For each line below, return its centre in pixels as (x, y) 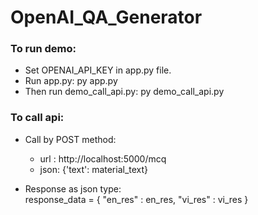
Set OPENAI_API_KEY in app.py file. (98, 70)
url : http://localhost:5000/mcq (103, 158)
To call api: (37, 118)
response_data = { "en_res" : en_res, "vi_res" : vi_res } (136, 199)
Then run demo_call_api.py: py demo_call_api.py (124, 92)
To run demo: (43, 49)
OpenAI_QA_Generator (106, 17)
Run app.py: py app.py (71, 81)
